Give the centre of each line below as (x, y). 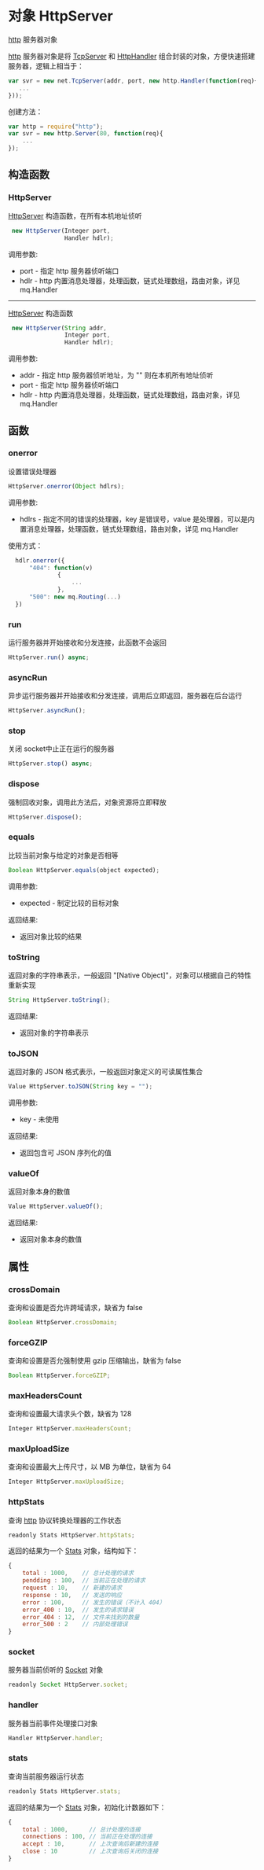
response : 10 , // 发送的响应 (72, 1595)
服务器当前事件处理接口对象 (53, 1723)
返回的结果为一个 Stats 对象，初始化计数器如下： (87, 1807)
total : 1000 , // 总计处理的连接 (82, 1829)
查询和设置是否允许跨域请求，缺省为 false (75, 1307)
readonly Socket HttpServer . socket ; (68, 1685)
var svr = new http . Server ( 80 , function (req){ (86, 134)
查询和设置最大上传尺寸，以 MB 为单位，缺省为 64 (90, 1467)
